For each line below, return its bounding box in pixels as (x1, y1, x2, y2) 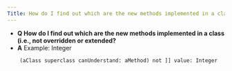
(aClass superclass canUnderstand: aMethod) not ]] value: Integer (19, 57, 217, 64)
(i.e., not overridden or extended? (17, 36, 116, 45)
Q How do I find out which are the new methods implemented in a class (17, 29, 225, 37)
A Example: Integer (17, 43, 72, 52)
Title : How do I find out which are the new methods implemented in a (7, 10, 215, 17)
